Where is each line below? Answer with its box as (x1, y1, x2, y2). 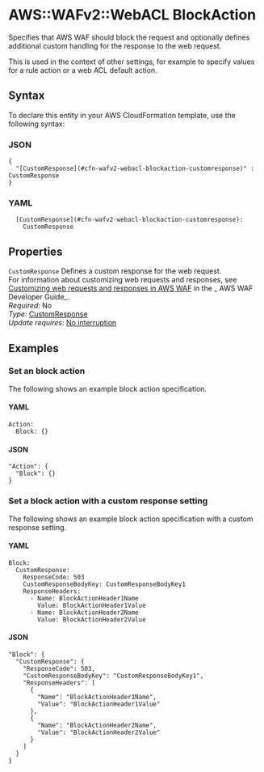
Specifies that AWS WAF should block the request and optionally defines (8, 32, 250, 42)
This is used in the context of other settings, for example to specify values (8, 57, 255, 66)
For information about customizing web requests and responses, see (8, 275, 237, 285)
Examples (8, 341, 59, 355)
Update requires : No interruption (8, 318, 117, 328)
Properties (8, 244, 63, 258)
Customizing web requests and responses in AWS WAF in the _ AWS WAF (8, 283, 254, 293)
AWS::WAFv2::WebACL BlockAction (8, 6, 257, 24)
